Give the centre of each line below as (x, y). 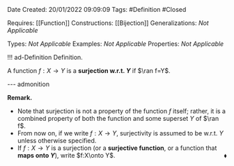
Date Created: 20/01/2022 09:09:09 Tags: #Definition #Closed (97, 9)
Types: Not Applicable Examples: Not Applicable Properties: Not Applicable (116, 44)
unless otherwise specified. (57, 141)
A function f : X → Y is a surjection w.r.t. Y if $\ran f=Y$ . (89, 70)
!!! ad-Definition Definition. (45, 57)
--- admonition (29, 84)
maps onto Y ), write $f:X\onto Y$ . (66, 155)
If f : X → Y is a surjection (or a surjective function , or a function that (117, 148)
